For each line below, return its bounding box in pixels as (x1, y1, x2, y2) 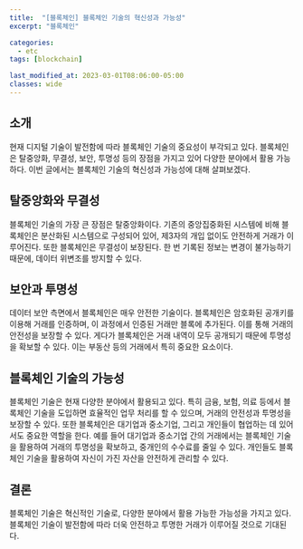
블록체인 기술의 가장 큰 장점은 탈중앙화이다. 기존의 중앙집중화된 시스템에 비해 (9, 218, 280, 229)
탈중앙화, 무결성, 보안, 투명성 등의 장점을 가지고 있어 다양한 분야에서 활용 (18, 152, 274, 163)
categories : (9, 38, 54, 47)
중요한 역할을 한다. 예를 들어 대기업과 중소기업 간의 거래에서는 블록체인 (25, 430, 275, 441)
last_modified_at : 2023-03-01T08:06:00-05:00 (9, 72, 184, 81)
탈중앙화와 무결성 (9, 193, 100, 208)
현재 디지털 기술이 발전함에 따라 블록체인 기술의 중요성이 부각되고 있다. (9, 141, 258, 152)
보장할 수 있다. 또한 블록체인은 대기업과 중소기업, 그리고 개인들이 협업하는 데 (9, 419, 278, 430)
